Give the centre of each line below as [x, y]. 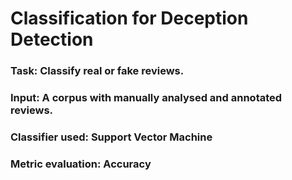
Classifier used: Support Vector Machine [111, 137]
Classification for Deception [129, 18]
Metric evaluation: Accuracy [81, 164]
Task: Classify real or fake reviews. [97, 71]
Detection [52, 39]
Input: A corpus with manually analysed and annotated [146, 98]
